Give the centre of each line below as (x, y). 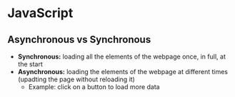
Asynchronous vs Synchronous (79, 40)
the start (30, 64)
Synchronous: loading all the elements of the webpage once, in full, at (122, 56)
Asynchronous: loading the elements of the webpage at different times (123, 72)
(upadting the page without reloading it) (76, 79)
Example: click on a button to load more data (94, 87)
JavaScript (40, 13)
